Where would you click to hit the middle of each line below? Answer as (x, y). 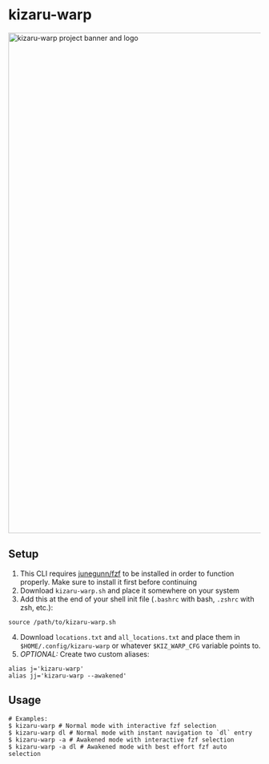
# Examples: (28, 718)
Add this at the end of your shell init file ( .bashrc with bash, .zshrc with (137, 599)
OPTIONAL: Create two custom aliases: (84, 653)
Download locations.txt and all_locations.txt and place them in (130, 637)
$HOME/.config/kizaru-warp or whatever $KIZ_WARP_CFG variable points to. (140, 645)
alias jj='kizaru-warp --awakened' (68, 676)
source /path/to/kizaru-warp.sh (62, 622)
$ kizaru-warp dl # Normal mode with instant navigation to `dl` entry (130, 733)
